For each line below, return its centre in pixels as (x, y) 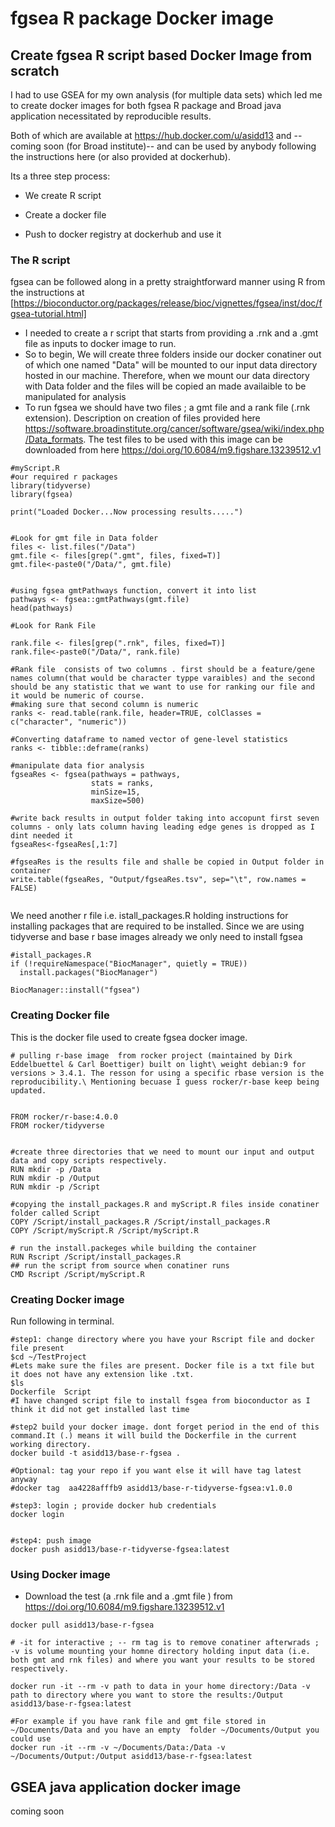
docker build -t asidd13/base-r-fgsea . (96, 1453)
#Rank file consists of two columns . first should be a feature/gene (162, 670)
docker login (37, 1514)
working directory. (51, 1444)
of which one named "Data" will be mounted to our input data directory (171, 365)
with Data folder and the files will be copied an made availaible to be (165, 386)
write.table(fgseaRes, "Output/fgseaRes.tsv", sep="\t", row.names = (158, 880)
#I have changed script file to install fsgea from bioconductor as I (160, 1400)
